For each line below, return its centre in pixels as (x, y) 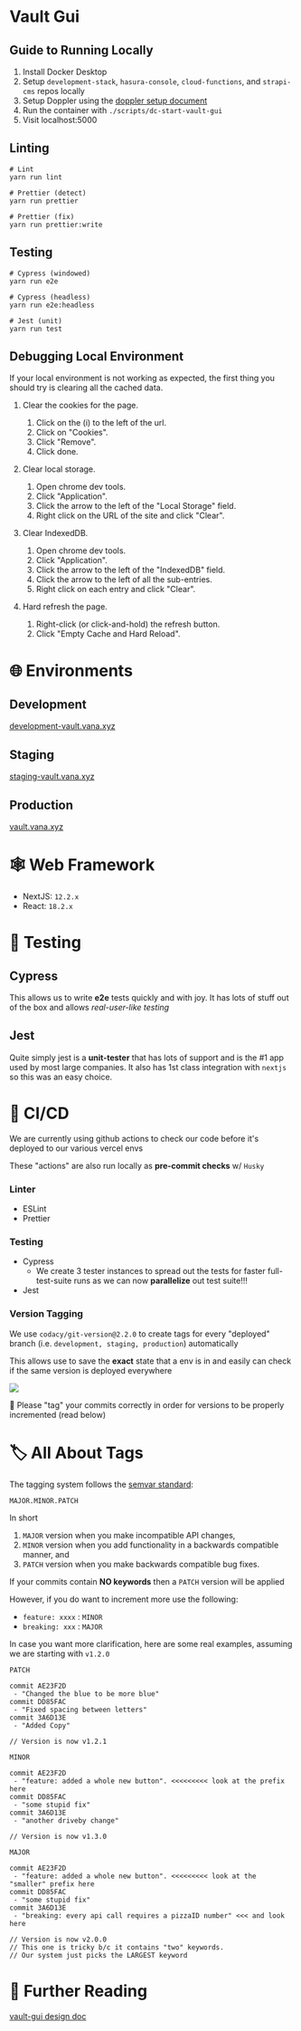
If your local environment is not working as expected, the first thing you (142, 378)
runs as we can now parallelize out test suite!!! (161, 1281)
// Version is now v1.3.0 (58, 1836)
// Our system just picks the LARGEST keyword (99, 1955)
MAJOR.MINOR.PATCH (44, 1500)
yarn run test (36, 329)
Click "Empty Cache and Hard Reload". (108, 634)
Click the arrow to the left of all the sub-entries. (124, 580)
